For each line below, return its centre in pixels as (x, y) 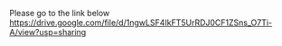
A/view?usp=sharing (48, 32)
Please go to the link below (60, 13)
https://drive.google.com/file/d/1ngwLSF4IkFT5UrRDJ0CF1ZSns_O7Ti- (141, 23)
